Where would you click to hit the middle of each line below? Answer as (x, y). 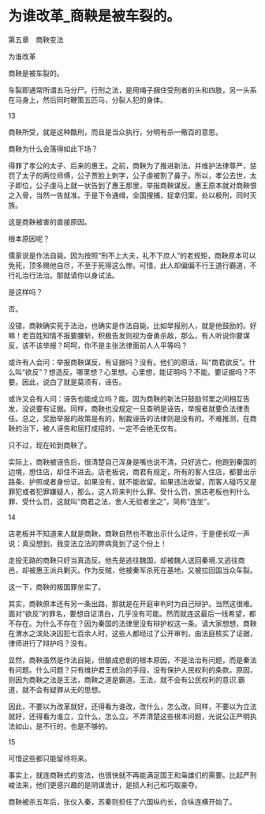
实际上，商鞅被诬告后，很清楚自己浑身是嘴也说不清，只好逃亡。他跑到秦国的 (132, 462)
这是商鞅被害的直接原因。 (50, 221)
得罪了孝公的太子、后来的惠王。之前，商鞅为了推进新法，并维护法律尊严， (129, 165)
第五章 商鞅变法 (36, 40)
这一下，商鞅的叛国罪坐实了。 (56, 586)
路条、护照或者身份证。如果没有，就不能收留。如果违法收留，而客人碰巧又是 (132, 481)
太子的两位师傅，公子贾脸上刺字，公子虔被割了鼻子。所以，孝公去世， (136, 175)
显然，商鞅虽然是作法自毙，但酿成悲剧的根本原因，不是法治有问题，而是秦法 (132, 660)
